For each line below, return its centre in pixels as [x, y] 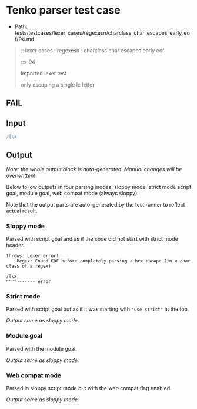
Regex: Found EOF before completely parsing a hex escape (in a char [104, 261]
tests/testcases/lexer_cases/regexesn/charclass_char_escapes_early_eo [102, 32]
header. [15, 245]
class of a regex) [29, 266]
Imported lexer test [43, 73]
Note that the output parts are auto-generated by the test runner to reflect [96, 204]
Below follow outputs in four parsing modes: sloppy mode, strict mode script [99, 187]
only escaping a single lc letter [58, 84]
